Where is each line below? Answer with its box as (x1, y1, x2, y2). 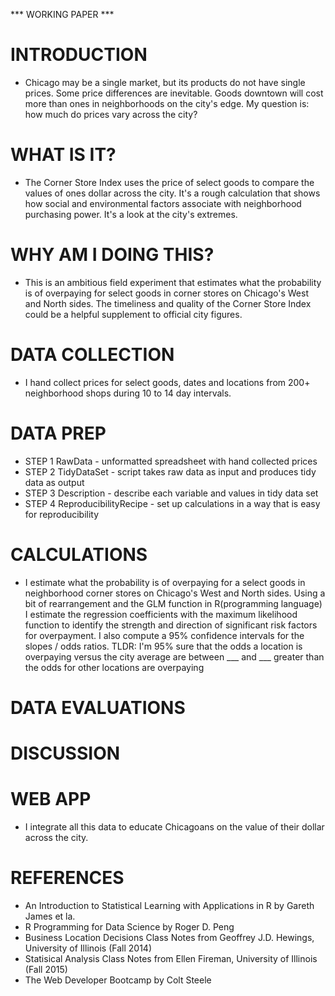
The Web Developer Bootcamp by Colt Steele (24, 974, 212, 986)
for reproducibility (24, 508, 100, 520)
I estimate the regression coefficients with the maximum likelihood (24, 608, 298, 620)
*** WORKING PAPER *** (10, 9, 115, 20)
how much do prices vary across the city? (24, 108, 198, 120)
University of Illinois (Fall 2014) (24, 942, 152, 954)
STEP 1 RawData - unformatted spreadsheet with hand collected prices (24, 455, 318, 467)
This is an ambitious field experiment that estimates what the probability (24, 276, 322, 288)
